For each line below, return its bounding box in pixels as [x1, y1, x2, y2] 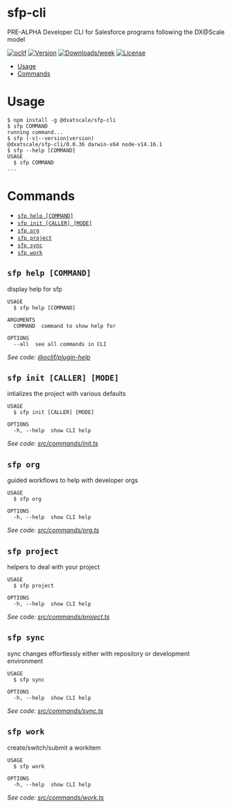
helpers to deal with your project [7, 563, 100, 571]
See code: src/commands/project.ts [7, 612, 110, 621]
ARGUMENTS [7, 316, 36, 323]
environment [7, 657, 44, 665]
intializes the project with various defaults [7, 390, 126, 398]
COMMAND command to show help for [13, 323, 116, 329]
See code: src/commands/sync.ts [7, 706, 104, 715]
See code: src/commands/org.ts [7, 526, 100, 535]
